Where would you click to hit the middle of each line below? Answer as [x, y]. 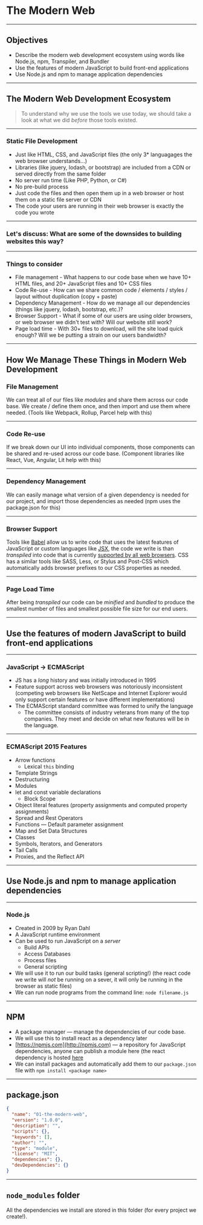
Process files [40, 960]
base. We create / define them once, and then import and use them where [98, 406]
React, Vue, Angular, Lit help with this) [54, 460]
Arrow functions [35, 760]
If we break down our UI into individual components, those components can [101, 447]
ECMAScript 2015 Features [47, 747]
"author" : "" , [29, 1143]
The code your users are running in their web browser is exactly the [99, 206]
